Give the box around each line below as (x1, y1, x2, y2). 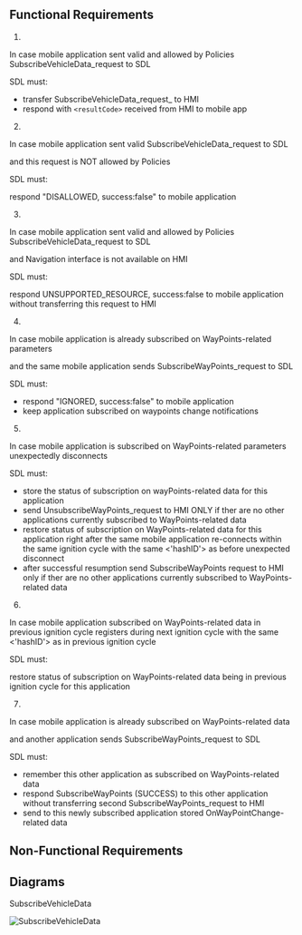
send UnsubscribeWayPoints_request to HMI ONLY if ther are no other (22, 504, 285, 515)
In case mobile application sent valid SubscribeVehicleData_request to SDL (9, 138, 288, 149)
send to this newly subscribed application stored (22, 807, 204, 818)
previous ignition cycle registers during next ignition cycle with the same (9, 626, 278, 638)
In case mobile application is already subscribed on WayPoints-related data (9, 716, 291, 726)
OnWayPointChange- (205, 807, 285, 818)
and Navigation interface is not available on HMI (9, 253, 188, 264)
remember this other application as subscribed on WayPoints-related (22, 768, 280, 779)
